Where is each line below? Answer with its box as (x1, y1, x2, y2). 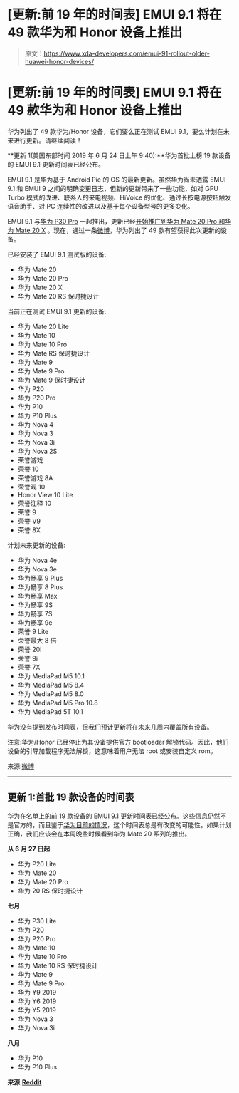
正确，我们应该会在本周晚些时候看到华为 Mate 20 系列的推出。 (7, 829, 191, 838)
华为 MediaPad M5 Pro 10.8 (17, 698, 98, 707)
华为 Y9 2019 (17, 988, 57, 996)
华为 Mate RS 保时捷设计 (17, 348, 90, 357)
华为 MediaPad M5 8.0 (17, 689, 84, 698)
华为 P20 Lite (17, 859, 57, 868)
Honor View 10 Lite (17, 490, 73, 499)
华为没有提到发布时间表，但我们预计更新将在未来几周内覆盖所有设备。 (7, 722, 213, 731)
